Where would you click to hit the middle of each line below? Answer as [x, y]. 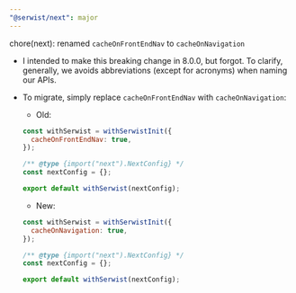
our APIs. [39, 80]
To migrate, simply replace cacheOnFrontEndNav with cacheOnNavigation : [154, 97]
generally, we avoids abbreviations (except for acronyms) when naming [155, 70]
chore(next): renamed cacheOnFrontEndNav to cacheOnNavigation [127, 43]
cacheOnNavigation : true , [79, 230]
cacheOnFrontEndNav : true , [81, 139]
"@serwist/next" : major [54, 18]
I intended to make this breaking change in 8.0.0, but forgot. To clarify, [152, 60]
